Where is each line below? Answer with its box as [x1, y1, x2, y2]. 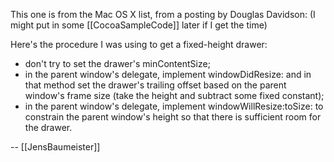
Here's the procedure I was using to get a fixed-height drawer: [10, 39, 268, 50]
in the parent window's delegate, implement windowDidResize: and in [24, 69, 312, 80]
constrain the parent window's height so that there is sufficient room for [24, 111, 322, 123]
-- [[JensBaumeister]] [10, 141, 101, 153]
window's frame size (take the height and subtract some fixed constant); [24, 90, 325, 101]
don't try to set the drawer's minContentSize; [24, 58, 211, 69]
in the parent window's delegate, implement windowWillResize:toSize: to [24, 100, 324, 112]
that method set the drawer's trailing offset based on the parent [24, 79, 287, 91]
